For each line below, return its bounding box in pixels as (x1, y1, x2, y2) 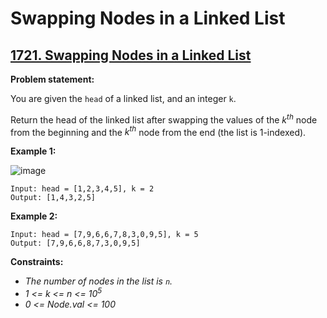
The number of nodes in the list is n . (24, 275, 173, 287)
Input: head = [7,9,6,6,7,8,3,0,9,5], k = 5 (10, 230, 199, 240)
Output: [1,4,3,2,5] (10, 193, 97, 203)
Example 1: (10, 145, 57, 157)
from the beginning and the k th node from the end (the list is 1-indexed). (10, 124, 307, 138)
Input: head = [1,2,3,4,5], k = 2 (10, 184, 155, 194)
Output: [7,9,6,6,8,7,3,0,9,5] (10, 238, 141, 249)
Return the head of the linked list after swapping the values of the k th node (10, 112, 318, 126)
